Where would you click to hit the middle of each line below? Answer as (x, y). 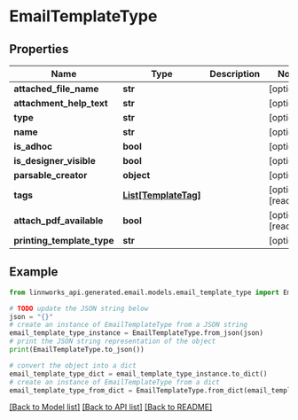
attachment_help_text (61, 103)
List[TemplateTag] (162, 195)
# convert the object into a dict (73, 365)
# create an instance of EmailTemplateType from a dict (114, 382)
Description (235, 74)
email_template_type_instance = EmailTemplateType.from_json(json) (137, 333)
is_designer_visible (55, 161)
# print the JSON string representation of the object (113, 342)
